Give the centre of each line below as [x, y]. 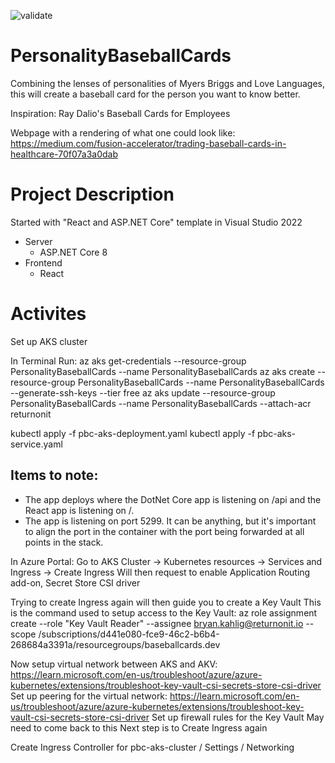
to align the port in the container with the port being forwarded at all [164, 531]
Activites [48, 314]
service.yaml [36, 444]
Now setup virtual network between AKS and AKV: [114, 664]
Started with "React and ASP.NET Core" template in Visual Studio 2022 [156, 222]
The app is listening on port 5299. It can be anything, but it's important [170, 521]
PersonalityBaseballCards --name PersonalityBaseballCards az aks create [163, 371]
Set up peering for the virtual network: [89, 696]
